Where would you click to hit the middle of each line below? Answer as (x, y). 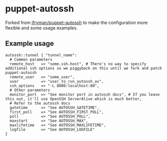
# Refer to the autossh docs (40, 103)
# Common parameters (31, 59)
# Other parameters (30, 90)
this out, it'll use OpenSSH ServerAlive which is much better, (73, 99)
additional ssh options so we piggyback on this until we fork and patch (84, 68)
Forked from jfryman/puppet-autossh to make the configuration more (76, 22)
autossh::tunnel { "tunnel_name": (41, 55)
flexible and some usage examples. (41, 27)
